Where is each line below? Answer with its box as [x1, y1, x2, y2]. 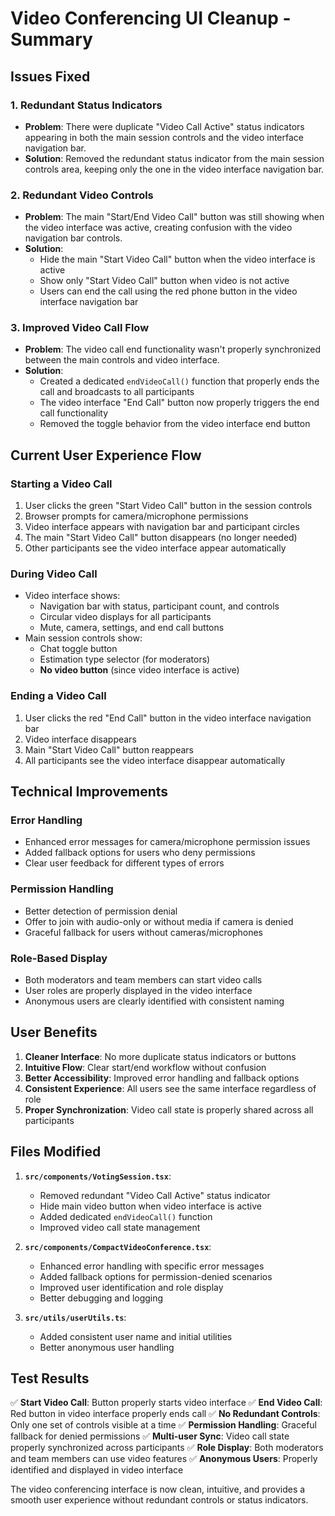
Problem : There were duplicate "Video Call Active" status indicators [24, 120, 305, 132]
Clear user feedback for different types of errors [24, 857, 225, 869]
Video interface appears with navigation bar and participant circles [24, 521, 300, 533]
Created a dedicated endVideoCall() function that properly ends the [39, 375, 320, 387]
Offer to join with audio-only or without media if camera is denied [24, 915, 294, 927]
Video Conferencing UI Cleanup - [10, 7, 292, 30]
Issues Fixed [10, 68, 91, 85]
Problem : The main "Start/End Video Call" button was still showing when [24, 211, 325, 223]
